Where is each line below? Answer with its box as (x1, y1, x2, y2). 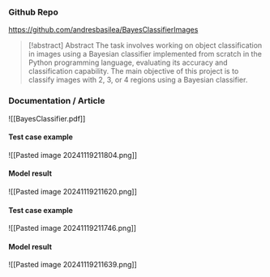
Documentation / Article (8, 96, 105, 107)
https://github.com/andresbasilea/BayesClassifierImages (8, 25, 199, 35)
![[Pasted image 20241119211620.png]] (8, 187, 138, 196)
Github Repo (8, 6, 58, 18)
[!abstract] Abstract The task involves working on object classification (28, 40, 263, 50)
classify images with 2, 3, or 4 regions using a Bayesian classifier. (28, 75, 248, 85)
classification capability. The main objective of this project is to (28, 66, 239, 76)
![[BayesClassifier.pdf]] (8, 113, 86, 123)
